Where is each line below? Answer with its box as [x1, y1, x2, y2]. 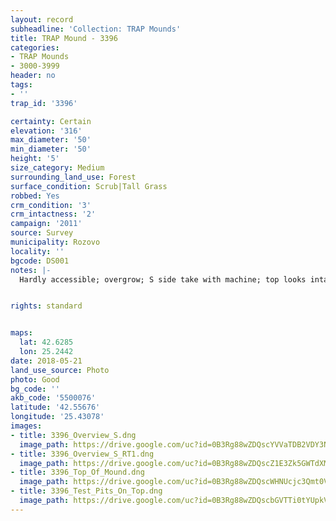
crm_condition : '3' [10, 200, 92, 210]
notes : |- [10, 265, 52, 275]
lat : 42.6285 [19, 337, 74, 348]
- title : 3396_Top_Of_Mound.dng [10, 467, 145, 478]
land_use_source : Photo [10, 365, 110, 375]
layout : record [10, 14, 74, 25]
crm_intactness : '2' [10, 209, 97, 220]
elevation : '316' [10, 126, 83, 136]
